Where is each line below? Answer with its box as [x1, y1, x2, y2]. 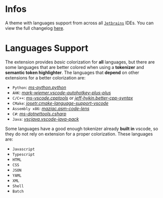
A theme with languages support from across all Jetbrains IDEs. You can [5, 20, 154, 26]
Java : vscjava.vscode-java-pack [12, 116, 79, 122]
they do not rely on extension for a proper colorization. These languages [5, 131, 153, 137]
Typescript [12, 152, 35, 157]
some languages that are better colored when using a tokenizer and [5, 64, 145, 70]
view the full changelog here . [5, 25, 64, 31]
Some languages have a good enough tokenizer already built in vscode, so [5, 126, 159, 132]
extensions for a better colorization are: [5, 74, 86, 80]
